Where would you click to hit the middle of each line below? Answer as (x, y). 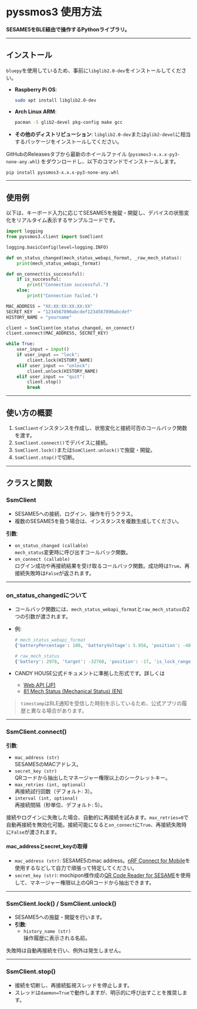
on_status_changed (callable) (52, 546)
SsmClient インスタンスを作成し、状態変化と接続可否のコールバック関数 (101, 428)
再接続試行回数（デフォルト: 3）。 (55, 791)
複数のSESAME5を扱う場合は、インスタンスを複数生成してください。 (98, 521)
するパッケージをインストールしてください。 (68, 141)
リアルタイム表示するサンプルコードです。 (67, 220)
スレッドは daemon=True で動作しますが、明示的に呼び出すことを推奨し (98, 993)
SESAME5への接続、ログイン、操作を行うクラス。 (75, 513)
